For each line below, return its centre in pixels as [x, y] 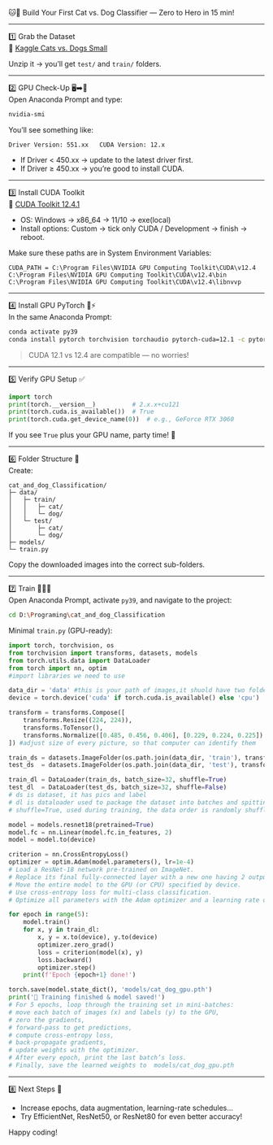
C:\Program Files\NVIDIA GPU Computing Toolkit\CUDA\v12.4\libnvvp [125, 282]
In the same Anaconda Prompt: [60, 316]
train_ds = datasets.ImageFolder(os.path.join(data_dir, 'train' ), [125, 758]
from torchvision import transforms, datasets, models [103, 653]
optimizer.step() [67, 968]
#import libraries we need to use [67, 676]
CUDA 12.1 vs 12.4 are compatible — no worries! [108, 355]
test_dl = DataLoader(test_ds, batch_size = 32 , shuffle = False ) [118, 788]
